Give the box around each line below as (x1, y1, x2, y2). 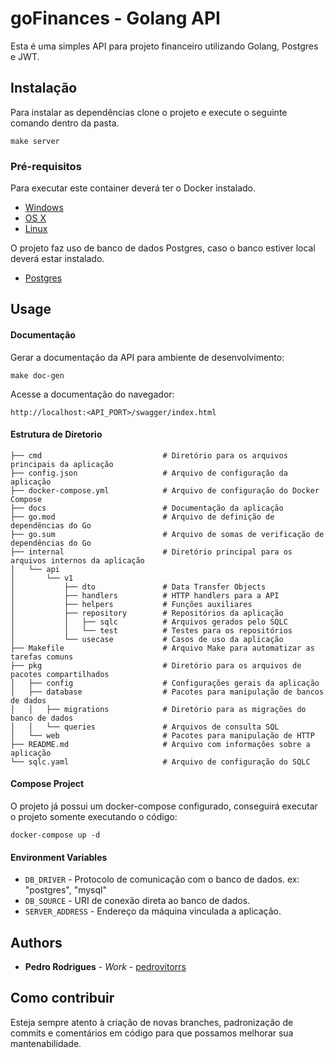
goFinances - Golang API (10, 7, 221, 30)
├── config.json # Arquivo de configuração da (10, 468, 288, 478)
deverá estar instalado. (10, 253, 105, 265)
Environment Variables (10, 851, 108, 863)
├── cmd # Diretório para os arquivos (10, 450, 288, 461)
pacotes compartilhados (10, 669, 110, 679)
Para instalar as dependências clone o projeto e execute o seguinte (10, 106, 288, 118)
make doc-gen (10, 370, 65, 381)
